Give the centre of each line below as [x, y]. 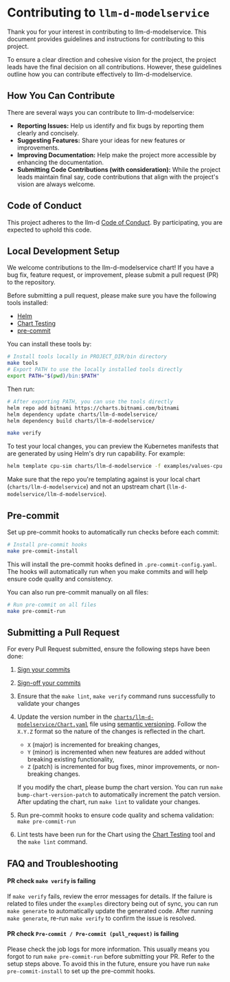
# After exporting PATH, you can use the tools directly [90, 401]
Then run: [21, 389]
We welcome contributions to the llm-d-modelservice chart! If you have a [111, 268]
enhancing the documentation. [60, 162]
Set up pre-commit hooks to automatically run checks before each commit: [113, 532]
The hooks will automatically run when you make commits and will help [107, 571]
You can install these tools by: [49, 344]
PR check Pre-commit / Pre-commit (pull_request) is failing [93, 934]
